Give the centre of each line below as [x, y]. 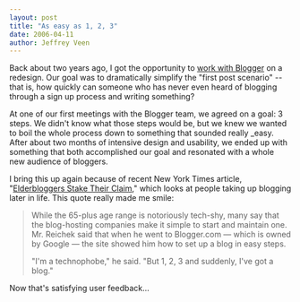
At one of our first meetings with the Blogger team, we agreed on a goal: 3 [146, 114]
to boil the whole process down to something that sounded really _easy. [142, 133]
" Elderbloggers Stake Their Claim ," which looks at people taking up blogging [150, 188]
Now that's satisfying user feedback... [79, 289]
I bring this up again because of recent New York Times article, [126, 179]
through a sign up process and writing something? [102, 97]
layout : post [34, 17]
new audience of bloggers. [59, 161]
